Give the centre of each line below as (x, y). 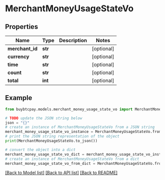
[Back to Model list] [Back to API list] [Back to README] (61, 173)
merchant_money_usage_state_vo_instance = (49, 132)
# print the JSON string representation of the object (62, 136)
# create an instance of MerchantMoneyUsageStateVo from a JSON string (80, 127)
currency (18, 57)
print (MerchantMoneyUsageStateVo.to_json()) (51, 141)
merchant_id (23, 49)
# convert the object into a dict (41, 150)
